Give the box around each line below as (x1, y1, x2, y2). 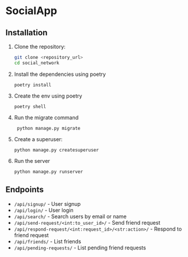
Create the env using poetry (14, 92, 83, 99)
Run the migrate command (14, 114, 79, 121)
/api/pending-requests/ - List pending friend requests (14, 244, 146, 251)
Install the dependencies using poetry (14, 71, 106, 78)
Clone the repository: (14, 43, 66, 50)
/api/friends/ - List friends (14, 238, 81, 245)
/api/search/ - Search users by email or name (14, 213, 127, 220)
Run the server (14, 157, 51, 164)
